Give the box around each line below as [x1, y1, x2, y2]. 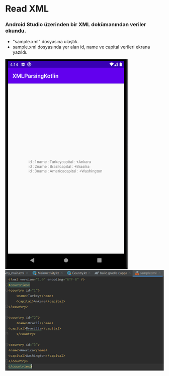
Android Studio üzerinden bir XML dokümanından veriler [5, 21, 146, 28]
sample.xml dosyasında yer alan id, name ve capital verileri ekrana [12, 44, 150, 50]
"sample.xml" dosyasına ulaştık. [12, 39, 79, 45]
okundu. [5, 27, 26, 34]
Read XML [5, 3, 49, 15]
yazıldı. [12, 49, 28, 55]
